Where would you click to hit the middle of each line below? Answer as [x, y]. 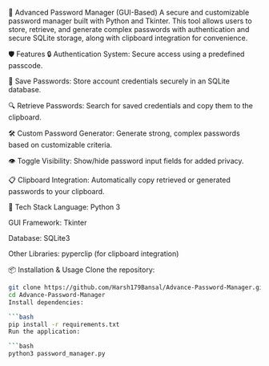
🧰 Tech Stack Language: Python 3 [64, 207]
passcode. [26, 65]
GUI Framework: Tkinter [48, 222]
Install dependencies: [46, 302]
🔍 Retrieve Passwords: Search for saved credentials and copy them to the [131, 106]
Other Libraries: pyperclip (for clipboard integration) [94, 254]
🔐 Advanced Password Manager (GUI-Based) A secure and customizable [129, 12]
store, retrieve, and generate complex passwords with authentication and [129, 29]
